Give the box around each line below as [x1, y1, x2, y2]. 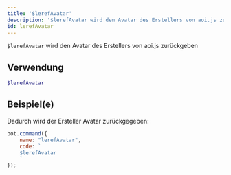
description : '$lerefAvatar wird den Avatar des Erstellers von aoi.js [7, 16, 217, 23]
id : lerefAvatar [7, 23, 54, 30]
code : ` [19, 143, 41, 150]
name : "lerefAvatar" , [19, 137, 81, 143]
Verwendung [7, 61, 64, 73]
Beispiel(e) [7, 99, 54, 110]
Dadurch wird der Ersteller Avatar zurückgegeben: [7, 117, 149, 125]
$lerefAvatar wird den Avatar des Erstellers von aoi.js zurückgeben [7, 42, 198, 50]
